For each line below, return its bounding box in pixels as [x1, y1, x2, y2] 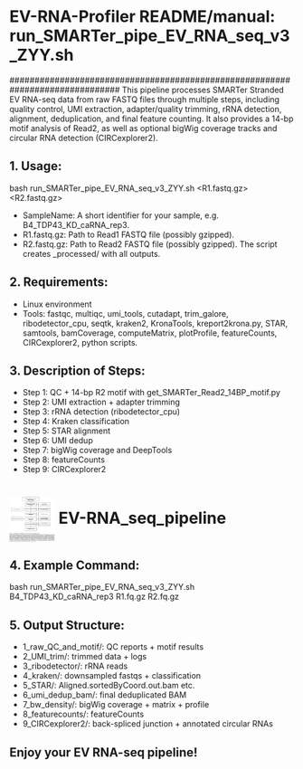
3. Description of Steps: [9, 363, 147, 378]
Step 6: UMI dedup [22, 435, 93, 446]
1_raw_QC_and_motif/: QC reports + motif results [22, 641, 204, 652]
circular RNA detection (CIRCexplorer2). [9, 132, 158, 143]
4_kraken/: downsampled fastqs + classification [22, 670, 202, 681]
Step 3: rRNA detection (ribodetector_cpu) [22, 406, 181, 417]
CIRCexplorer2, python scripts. [22, 337, 138, 347]
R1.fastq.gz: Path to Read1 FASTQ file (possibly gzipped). [22, 229, 235, 240]
